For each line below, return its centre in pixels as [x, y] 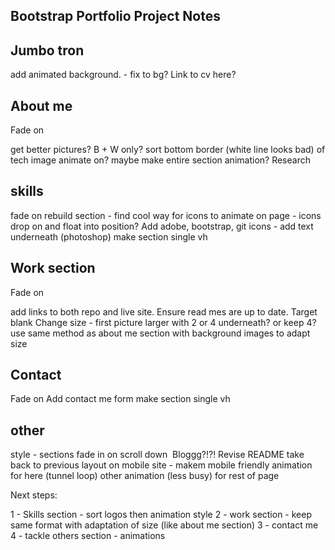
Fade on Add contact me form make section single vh [120, 399]
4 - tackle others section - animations [88, 536]
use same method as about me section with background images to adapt [160, 333]
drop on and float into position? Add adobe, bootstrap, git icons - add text [162, 226]
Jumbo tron [47, 50]
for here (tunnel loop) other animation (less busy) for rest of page [145, 476]
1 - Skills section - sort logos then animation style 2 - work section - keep [161, 515]
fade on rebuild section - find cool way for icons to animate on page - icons [166, 215]
